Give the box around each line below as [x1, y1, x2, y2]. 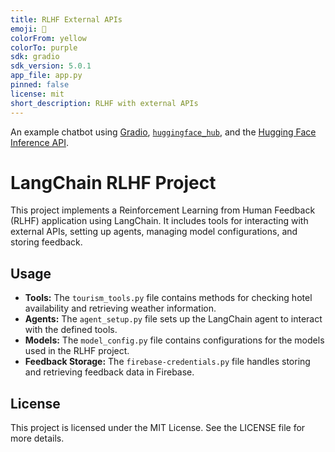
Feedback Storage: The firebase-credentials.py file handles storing [24, 356, 311, 368]
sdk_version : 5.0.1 [10, 61, 92, 71]
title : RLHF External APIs [10, 14, 123, 25]
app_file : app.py [10, 71, 83, 81]
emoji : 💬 [10, 24, 47, 34]
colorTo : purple [10, 42, 78, 53]
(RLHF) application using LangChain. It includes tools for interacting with [10, 215, 309, 227]
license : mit [10, 89, 65, 99]
